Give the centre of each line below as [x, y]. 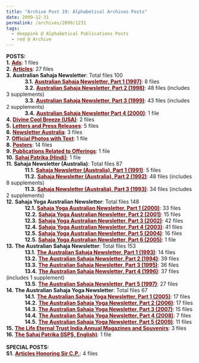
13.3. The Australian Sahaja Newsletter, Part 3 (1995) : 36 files [102, 265]
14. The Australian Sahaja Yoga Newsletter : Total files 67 [77, 290]
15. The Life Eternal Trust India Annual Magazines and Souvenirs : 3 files [97, 328]
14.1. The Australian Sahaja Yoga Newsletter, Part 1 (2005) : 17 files [108, 296]
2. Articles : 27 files [30, 69]
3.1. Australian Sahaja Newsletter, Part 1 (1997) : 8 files [92, 82]
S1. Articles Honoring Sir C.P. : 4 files [52, 353]
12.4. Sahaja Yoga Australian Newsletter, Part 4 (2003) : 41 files [104, 227]
